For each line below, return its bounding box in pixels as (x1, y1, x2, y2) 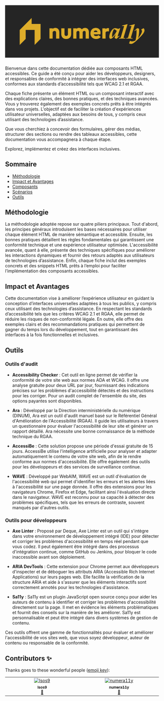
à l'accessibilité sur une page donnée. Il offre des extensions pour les (12, 484, 152, 490)
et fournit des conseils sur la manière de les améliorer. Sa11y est (12, 610, 141, 616)
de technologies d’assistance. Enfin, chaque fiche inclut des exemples (5, 258, 146, 263)
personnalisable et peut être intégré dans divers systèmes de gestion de (12, 615, 158, 621)
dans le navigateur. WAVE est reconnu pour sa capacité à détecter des (12, 494, 154, 500)
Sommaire (5, 160, 37, 169)
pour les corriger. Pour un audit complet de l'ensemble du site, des (12, 392, 146, 398)
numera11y (109, 685, 129, 690)
